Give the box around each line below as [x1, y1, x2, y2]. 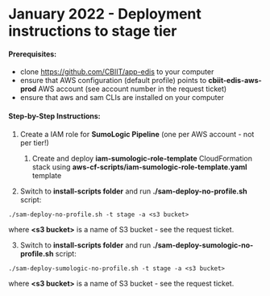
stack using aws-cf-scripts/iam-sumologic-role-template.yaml [31, 162, 247, 172]
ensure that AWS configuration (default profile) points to [19, 76, 207, 85]
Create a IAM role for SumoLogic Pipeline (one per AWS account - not [19, 129, 255, 139]
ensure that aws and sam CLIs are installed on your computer [19, 93, 224, 102]
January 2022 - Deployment [8, 5, 201, 23]
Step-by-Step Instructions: [8, 110, 101, 121]
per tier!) [19, 138, 50, 148]
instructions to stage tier [8, 22, 177, 40]
